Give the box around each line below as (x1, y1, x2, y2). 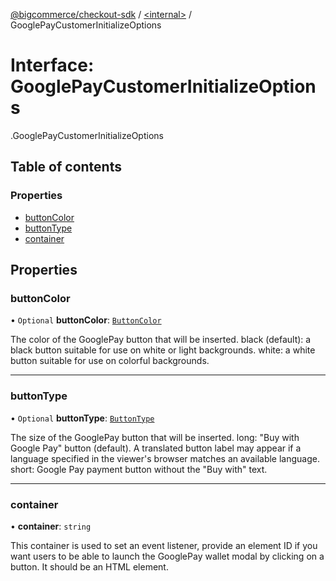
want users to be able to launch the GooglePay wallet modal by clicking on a (10, 550, 325, 562)
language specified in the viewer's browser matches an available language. (10, 452, 321, 464)
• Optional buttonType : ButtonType (10, 412, 155, 424)
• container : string (10, 520, 92, 532)
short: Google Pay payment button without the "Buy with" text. (10, 463, 268, 475)
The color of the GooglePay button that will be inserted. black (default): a (10, 334, 312, 346)
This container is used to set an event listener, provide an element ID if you (10, 539, 318, 551)
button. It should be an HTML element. (10, 560, 169, 573)
